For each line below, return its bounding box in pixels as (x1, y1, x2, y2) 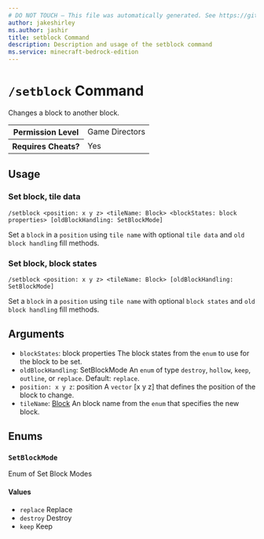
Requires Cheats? (12, 141, 80, 152)
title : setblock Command (8, 33, 90, 42)
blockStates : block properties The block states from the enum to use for (19, 348, 250, 358)
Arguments (8, 327, 65, 341)
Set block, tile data (8, 191, 81, 202)
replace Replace (19, 504, 73, 514)
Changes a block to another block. (8, 108, 120, 117)
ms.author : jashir (8, 26, 68, 34)
